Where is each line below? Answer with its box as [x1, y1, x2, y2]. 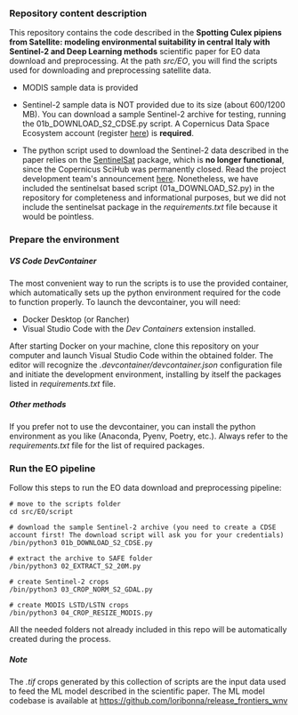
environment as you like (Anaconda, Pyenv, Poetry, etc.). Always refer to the [9, 430, 288, 442]
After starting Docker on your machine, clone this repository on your [9, 341, 260, 351]
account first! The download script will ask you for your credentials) [9, 531, 285, 540]
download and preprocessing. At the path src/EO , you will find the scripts [9, 56, 278, 67]
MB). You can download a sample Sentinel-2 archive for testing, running [21, 109, 286, 120]
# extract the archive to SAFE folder [9, 554, 153, 563]
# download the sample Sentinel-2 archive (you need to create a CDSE [9, 523, 277, 532]
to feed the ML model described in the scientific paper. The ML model [9, 686, 265, 696]
